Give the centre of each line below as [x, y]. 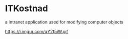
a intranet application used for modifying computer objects [64, 22]
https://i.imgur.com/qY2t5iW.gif [37, 31]
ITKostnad [27, 9]
